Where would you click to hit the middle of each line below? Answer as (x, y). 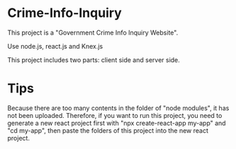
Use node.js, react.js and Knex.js (55, 46)
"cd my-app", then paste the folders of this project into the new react (108, 130)
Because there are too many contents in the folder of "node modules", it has (118, 108)
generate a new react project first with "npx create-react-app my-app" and (117, 123)
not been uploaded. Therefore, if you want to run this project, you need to (115, 115)
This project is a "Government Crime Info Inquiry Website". (93, 32)
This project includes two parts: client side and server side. (94, 60)
